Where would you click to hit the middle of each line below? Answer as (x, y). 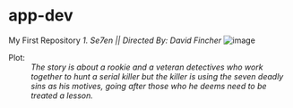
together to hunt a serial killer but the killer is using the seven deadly (157, 76)
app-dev (41, 16)
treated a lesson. (62, 96)
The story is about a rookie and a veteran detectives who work (147, 67)
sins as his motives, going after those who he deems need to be (149, 86)
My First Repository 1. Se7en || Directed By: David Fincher (115, 40)
